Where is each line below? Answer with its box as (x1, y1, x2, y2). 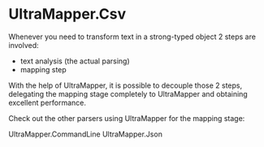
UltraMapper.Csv (8, 5, 127, 24)
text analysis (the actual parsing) (19, 56, 130, 66)
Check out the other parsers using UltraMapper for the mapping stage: (8, 113, 245, 123)
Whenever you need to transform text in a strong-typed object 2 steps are (8, 32, 256, 41)
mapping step (19, 64, 67, 74)
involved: (8, 40, 39, 50)
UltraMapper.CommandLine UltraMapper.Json (8, 129, 162, 139)
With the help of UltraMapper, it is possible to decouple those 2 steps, (8, 80, 242, 90)
